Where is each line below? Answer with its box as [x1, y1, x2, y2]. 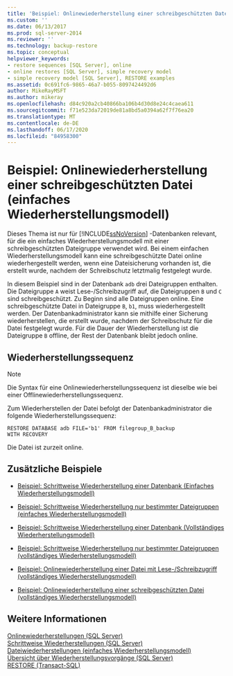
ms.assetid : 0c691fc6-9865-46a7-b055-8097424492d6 [7, 81, 157, 88]
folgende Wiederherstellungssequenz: [7, 412, 116, 419]
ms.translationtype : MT [7, 113, 76, 120]
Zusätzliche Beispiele [7, 463, 103, 475]
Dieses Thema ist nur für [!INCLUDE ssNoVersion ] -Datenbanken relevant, [7, 229, 217, 238]
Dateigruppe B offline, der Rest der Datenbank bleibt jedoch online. [7, 331, 198, 340]
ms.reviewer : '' [7, 36, 54, 43]
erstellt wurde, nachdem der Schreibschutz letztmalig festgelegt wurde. [7, 266, 212, 275]
